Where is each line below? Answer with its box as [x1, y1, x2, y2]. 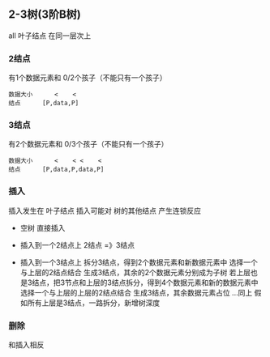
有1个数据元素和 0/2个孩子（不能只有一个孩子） [8, 73, 168, 83]
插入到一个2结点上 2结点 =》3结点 [19, 240, 135, 249]
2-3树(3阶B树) [8, 7, 81, 22]
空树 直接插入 [19, 223, 66, 232]
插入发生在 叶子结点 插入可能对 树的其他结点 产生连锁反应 [8, 206, 201, 215]
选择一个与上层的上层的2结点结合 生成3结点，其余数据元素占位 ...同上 [19, 287, 253, 297]
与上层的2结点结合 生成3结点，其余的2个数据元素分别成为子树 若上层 [19, 267, 251, 277]
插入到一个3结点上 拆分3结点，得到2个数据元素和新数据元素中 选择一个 [19, 257, 258, 267]
